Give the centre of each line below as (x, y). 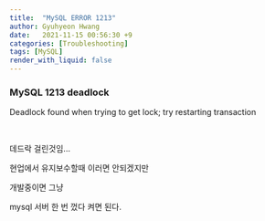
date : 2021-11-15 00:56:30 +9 (71, 35)
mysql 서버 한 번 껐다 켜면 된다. (65, 207)
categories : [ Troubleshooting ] (69, 43)
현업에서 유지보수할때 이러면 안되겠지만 (79, 168)
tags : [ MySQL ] (37, 52)
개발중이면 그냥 (37, 187)
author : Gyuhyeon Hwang (55, 26)
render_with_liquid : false (61, 60)
